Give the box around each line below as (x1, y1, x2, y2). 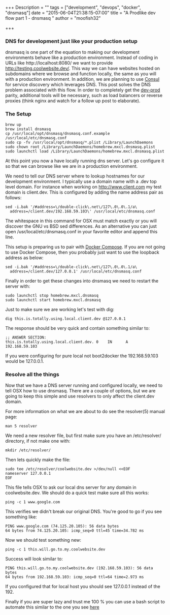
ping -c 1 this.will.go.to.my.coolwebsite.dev (5, 546, 106, 552)
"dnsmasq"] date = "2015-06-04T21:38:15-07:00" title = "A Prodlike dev (5, 10, 156, 16)
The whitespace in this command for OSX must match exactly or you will (5, 218, 157, 224)
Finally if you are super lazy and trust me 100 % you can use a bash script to (5, 598, 165, 604)
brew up (5, 122, 22, 127)
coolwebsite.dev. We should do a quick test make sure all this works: (5, 489, 149, 496)
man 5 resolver (5, 423, 38, 428)
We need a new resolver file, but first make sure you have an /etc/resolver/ (5, 432, 161, 439)
